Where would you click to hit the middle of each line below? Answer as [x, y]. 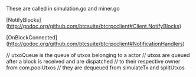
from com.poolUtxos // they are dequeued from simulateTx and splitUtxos [95, 68]
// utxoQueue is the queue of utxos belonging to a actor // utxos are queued [98, 55]
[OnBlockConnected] [32, 37]
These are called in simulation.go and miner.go [63, 9]
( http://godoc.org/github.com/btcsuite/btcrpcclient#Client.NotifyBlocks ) [94, 26]
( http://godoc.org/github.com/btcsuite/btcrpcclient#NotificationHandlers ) [95, 44]
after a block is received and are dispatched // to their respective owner [93, 61]
